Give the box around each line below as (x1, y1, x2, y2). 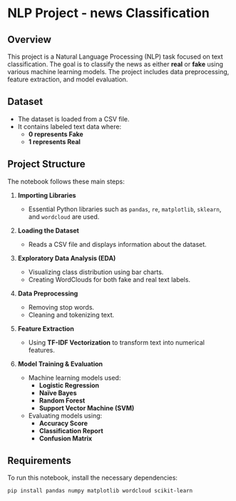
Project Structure (7, 158, 86, 171)
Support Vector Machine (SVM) (39, 403, 135, 412)
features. (28, 345, 56, 354)
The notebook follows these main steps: (7, 177, 125, 186)
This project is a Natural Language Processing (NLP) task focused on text (7, 52, 223, 61)
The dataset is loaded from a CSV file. (17, 114, 130, 123)
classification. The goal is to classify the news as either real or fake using (7, 60, 223, 69)
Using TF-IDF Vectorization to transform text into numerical (28, 338, 205, 347)
